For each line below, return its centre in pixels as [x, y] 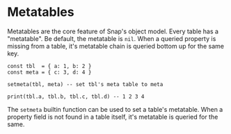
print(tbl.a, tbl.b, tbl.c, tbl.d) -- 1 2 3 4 [76, 97]
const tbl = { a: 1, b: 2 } [49, 66]
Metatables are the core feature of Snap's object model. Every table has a [113, 31]
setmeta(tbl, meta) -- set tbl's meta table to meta [85, 84]
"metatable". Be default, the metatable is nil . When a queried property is [112, 38]
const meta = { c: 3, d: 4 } [49, 72]
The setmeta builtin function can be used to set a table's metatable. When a [115, 109]
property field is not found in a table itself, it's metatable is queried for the [113, 117]
